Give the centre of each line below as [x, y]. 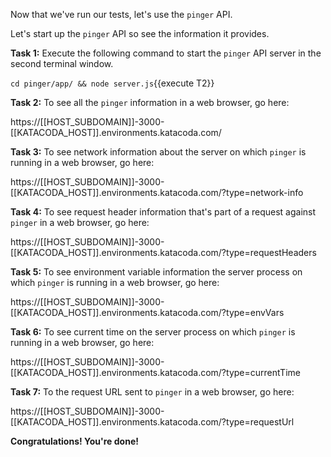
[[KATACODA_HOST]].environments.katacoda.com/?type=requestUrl [152, 422]
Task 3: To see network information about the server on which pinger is [158, 152]
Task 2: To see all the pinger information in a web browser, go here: [150, 102]
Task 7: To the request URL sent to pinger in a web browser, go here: [152, 392]
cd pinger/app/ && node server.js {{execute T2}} [112, 83]
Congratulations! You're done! [74, 441]
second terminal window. [62, 63]
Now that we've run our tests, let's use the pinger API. [121, 14]
